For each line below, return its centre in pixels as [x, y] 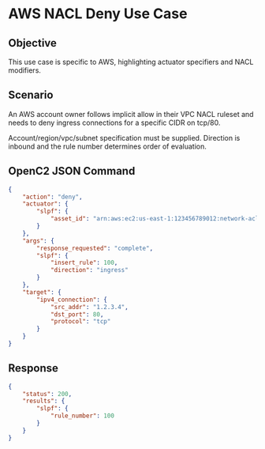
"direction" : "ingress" [89, 270]
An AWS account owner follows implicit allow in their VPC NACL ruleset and [131, 114]
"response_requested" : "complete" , [95, 248]
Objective [33, 43]
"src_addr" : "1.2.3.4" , [89, 307]
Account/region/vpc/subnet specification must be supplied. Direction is [124, 138]
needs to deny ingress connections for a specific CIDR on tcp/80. [114, 123]
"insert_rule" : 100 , [84, 263]
